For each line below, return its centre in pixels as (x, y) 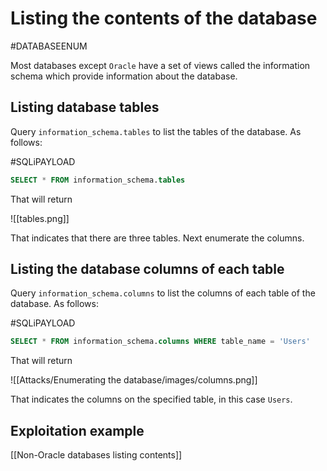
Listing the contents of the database (164, 18)
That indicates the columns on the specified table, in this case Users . (151, 399)
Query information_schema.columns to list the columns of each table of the (163, 293)
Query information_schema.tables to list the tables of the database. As (156, 131)
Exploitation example (77, 430)
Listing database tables (85, 107)
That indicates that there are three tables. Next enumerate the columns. (157, 238)
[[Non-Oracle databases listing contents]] (96, 455)
